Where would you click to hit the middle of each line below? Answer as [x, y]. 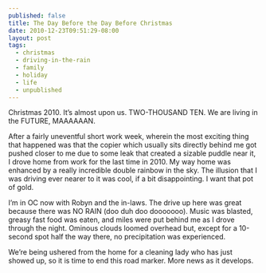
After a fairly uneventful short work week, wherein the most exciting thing [129, 136]
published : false [37, 16]
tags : [17, 45]
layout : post [30, 38]
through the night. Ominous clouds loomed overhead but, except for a [123, 228]
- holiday [31, 75]
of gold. [21, 188]
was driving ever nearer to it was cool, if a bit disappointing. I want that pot [131, 179]
